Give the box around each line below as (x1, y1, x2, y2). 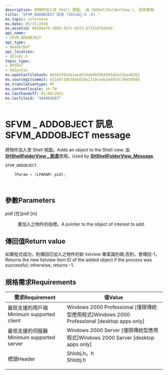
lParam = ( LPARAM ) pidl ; (14, 172, 66, 177)
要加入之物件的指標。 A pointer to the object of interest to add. (17, 221, 145, 227)
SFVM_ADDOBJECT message (5, 129, 131, 141)
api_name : (5, 30, 26, 35)
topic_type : (5, 58, 30, 63)
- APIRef (5, 63, 23, 68)
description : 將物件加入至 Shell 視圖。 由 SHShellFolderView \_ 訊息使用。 (5, 7, 157, 12)
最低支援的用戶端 (7, 304, 48, 311)
